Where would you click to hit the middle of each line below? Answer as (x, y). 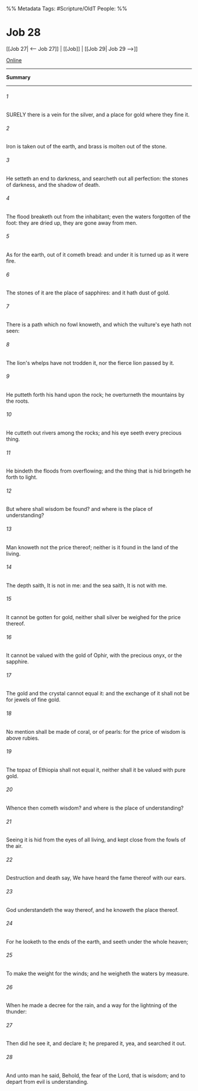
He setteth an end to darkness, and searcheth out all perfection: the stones (97, 178)
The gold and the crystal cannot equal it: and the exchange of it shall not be (98, 694)
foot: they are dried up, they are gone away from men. (72, 223)
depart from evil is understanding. (47, 1082)
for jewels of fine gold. (33, 700)
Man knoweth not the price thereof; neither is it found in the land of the (92, 547)
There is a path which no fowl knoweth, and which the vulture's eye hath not (99, 325)
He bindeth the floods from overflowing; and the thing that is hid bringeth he (99, 471)
